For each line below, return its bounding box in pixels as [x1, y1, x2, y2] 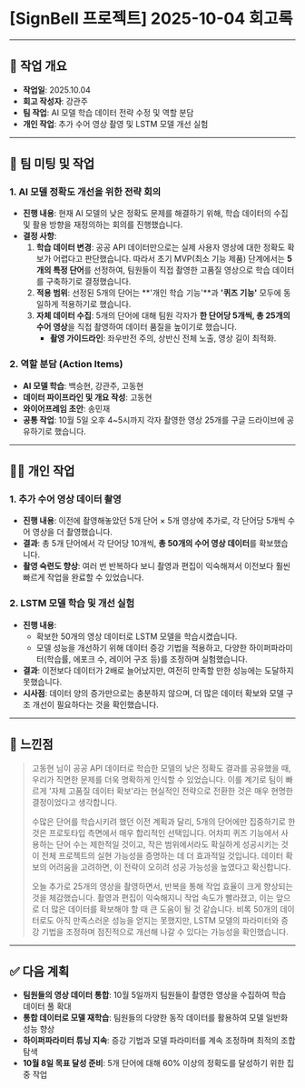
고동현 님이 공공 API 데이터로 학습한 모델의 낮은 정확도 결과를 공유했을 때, [31, 763, 291, 774]
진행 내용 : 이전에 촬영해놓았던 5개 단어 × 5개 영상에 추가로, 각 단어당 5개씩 [22, 515, 286, 526]
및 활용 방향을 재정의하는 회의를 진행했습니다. [22, 219, 183, 230]
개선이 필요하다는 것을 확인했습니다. [32, 699, 159, 710]
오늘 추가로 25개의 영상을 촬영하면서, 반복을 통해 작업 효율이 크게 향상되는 [31, 881, 293, 892]
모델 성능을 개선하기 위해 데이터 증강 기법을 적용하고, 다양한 [35, 642, 248, 653]
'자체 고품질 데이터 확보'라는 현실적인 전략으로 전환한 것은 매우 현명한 [48, 785, 293, 796]
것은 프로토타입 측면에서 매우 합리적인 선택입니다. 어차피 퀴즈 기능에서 [31, 827, 280, 838]
